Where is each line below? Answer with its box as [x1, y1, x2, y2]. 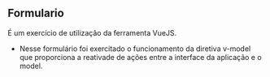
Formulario [7, 6, 64, 20]
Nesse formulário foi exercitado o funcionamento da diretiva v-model [19, 44, 251, 53]
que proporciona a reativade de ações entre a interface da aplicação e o [19, 52, 262, 62]
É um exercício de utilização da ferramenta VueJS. [7, 28, 177, 37]
